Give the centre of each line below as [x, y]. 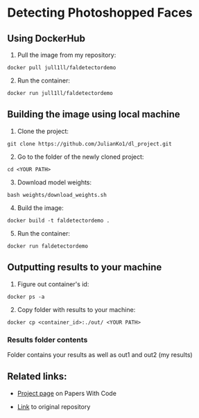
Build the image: [40, 208]
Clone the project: [43, 131]
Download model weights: [54, 182]
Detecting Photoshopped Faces [100, 13]
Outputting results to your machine [85, 267]
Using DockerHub [46, 38]
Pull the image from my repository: [67, 55]
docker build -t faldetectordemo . [59, 220]
